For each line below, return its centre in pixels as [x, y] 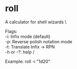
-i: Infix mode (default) [28, 36]
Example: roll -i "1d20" [28, 61]
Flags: [11, 31]
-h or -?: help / [20, 52]
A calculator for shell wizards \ [36, 22]
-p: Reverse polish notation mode [39, 41]
